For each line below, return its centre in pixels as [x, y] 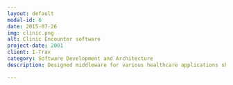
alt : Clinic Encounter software [54, 39]
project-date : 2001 [35, 46]
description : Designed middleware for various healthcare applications [113, 65]
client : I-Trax [29, 53]
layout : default [31, 13]
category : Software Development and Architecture [80, 59]
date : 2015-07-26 [32, 26]
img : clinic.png [31, 33]
